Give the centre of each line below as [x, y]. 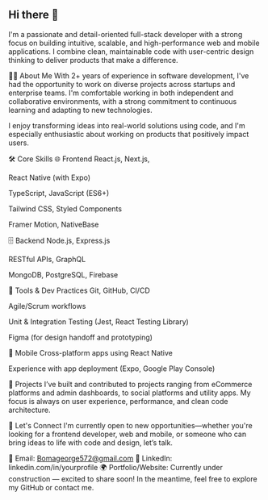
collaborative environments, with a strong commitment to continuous [123, 101]
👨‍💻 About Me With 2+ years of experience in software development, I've [129, 75]
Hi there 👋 [33, 15]
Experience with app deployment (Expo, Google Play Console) [112, 369]
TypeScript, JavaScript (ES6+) [59, 193]
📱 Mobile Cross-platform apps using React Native [91, 352]
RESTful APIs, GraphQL [47, 259]
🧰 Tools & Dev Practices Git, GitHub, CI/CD [80, 290]
